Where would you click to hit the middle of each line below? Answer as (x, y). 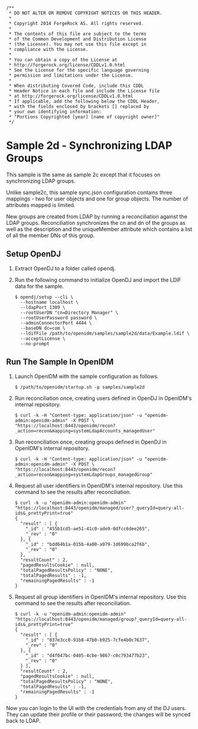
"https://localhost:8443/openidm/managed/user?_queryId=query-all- (99, 508)
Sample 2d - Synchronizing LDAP (89, 146)
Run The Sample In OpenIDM (60, 362)
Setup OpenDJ (33, 254)
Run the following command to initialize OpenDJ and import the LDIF (98, 280)
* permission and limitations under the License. (71, 75)
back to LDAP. (23, 721)
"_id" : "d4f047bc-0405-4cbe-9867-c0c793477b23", (88, 655)
